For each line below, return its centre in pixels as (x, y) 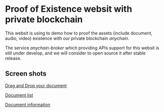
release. (13, 58)
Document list (19, 95)
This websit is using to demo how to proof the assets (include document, (79, 33)
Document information (28, 105)
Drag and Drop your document (36, 85)
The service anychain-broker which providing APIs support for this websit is (82, 48)
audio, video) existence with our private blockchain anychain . (67, 38)
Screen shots (26, 74)
